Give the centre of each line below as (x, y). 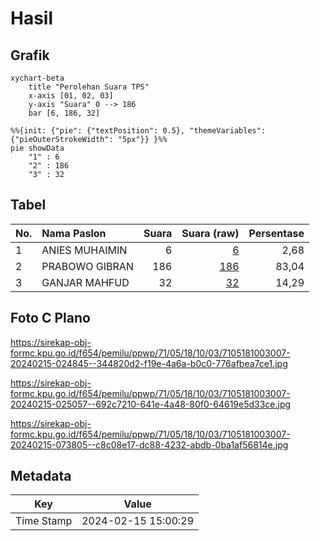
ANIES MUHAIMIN (84, 250)
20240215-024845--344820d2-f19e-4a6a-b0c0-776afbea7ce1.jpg (149, 363)
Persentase (276, 233)
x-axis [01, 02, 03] (71, 96)
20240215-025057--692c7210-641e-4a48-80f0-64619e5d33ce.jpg (151, 404)
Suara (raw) (210, 233)
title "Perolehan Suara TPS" (89, 87)
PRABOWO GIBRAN (87, 266)
